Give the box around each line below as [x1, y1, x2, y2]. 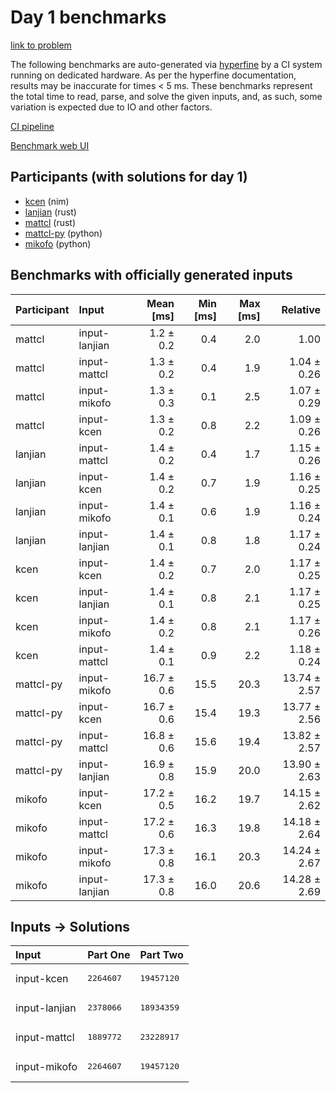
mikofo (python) [24, 237, 92, 250]
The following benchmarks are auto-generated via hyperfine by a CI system [10, 58, 323, 70]
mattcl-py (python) [24, 227, 103, 239]
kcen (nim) [24, 195, 70, 207]
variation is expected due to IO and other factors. [10, 101, 213, 113]
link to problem [10, 39, 72, 51]
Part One [87, 948, 131, 962]
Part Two [139, 948, 184, 962]
